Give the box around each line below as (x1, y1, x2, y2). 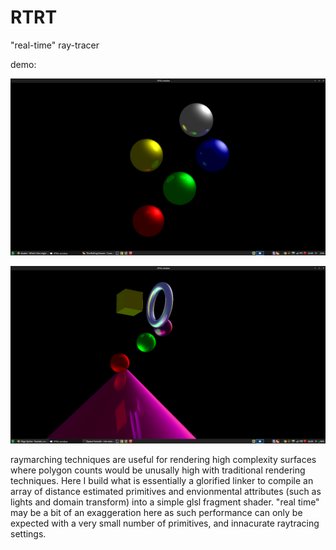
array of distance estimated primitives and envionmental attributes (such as (10, 485, 322, 497)
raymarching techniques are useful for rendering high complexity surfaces (10, 453, 317, 465)
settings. (10, 527, 47, 540)
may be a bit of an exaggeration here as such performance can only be (10, 506, 303, 518)
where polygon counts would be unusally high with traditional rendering (10, 464, 306, 476)
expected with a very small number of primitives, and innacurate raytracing (10, 517, 320, 529)
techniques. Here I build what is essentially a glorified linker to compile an (10, 474, 314, 486)
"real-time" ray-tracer (10, 39, 100, 51)
